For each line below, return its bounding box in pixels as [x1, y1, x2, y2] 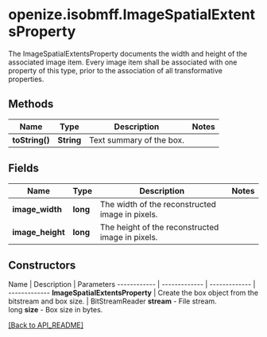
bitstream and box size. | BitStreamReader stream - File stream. [8, 296, 217, 306]
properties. [8, 74, 44, 84]
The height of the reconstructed [99, 221, 219, 233]
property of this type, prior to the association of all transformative [8, 65, 222, 75]
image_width [12, 203, 62, 214]
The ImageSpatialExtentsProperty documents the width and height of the [8, 49, 248, 58]
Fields [8, 162, 40, 175]
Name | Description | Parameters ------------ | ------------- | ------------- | [8, 280, 256, 289]
